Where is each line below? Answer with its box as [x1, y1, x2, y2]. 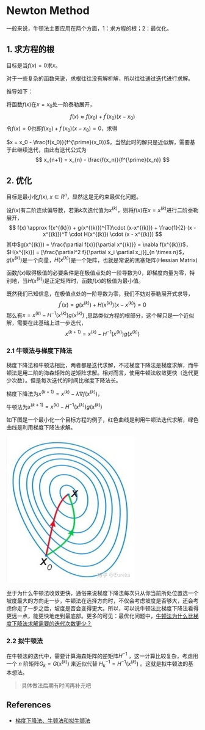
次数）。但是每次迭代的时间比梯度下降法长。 [11, 377, 121, 384]
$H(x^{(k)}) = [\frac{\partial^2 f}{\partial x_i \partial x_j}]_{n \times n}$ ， [6, 248, 188, 255]
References [6, 700, 51, 710]
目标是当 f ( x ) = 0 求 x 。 [6, 62, 61, 69]
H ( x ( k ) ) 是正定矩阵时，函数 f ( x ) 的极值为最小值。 [27, 276, 145, 284]
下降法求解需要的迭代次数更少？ [11, 620, 92, 627]
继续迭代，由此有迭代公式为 [16, 146, 87, 153]
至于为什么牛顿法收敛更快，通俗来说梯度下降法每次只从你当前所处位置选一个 [6, 589, 199, 597]
